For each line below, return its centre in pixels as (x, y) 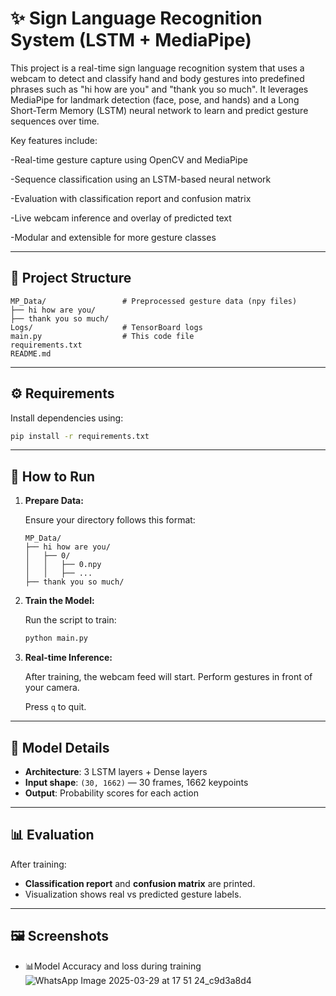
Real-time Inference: (68, 658)
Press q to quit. (55, 707)
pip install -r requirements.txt (80, 436)
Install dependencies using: (67, 418)
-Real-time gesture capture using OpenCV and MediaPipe (129, 159)
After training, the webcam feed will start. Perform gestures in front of (168, 677)
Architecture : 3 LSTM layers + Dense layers (116, 771)
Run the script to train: (70, 620)
